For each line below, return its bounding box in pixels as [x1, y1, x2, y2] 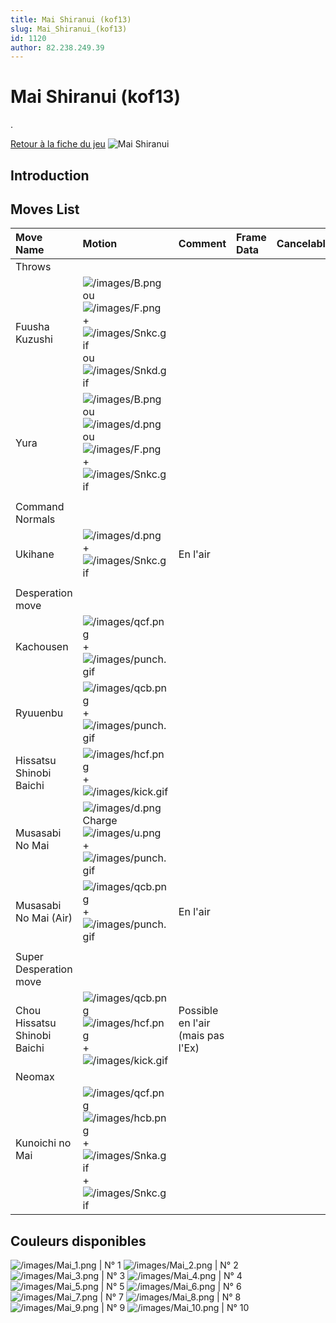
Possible [178, 1004, 219, 1018]
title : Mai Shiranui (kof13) [10, 14, 132, 25]
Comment [178, 237, 227, 251]
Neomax [15, 1070, 55, 1084]
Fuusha [15, 320, 50, 334]
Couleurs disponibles [10, 1232, 147, 1250]
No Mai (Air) [15, 911, 73, 925]
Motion [82, 237, 118, 251]
